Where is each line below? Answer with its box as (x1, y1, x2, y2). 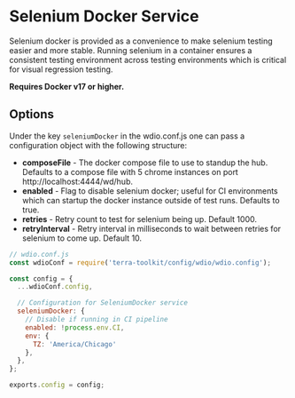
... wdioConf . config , (17, 283, 93, 291)
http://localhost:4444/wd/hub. (21, 176, 133, 187)
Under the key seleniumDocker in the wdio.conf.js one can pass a (9, 131, 245, 141)
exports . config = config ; (9, 380, 105, 390)
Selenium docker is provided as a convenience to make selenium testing (9, 36, 273, 46)
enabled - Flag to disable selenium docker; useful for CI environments (21, 185, 278, 196)
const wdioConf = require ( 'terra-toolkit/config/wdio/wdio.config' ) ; (9, 258, 272, 267)
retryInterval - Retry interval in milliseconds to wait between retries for (21, 223, 282, 234)
